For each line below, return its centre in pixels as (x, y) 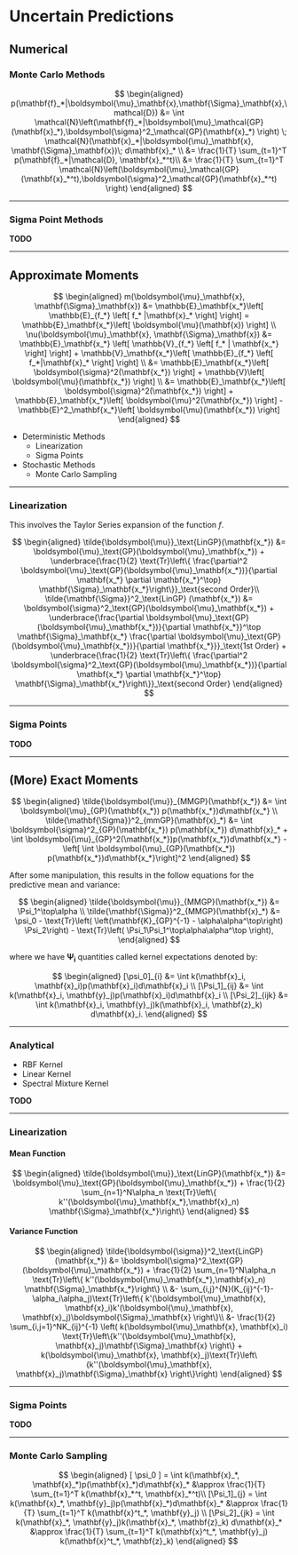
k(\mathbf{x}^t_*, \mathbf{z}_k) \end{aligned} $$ (149, 1541)
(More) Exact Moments (74, 780)
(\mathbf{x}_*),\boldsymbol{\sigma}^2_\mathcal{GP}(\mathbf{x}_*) (133, 132)
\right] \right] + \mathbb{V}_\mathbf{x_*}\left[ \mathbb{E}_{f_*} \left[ (149, 353)
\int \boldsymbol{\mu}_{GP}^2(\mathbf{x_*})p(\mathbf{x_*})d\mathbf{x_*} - (149, 839)
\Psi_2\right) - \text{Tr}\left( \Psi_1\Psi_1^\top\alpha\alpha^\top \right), (149, 930)
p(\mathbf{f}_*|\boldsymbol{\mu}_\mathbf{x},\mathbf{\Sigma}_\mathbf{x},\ (149, 103)
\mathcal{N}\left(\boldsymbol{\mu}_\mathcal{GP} (149, 169)
